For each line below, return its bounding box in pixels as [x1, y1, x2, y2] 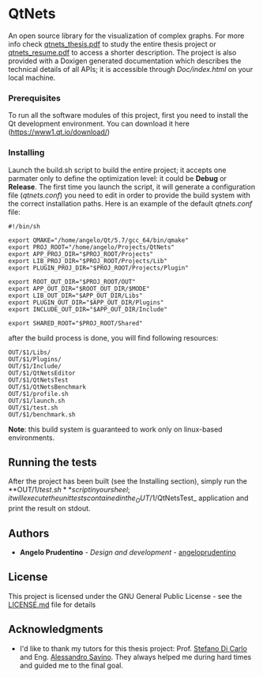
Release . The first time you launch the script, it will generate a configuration [8, 182, 255, 191]
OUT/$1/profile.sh [8, 390, 69, 397]
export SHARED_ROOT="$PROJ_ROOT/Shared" [8, 319, 144, 327]
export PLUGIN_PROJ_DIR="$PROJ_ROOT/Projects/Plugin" [8, 264, 190, 272]
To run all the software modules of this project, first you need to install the [8, 111, 249, 120]
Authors [8, 526, 50, 540]
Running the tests [8, 455, 97, 469]
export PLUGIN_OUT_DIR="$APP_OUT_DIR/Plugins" [8, 298, 164, 307]
